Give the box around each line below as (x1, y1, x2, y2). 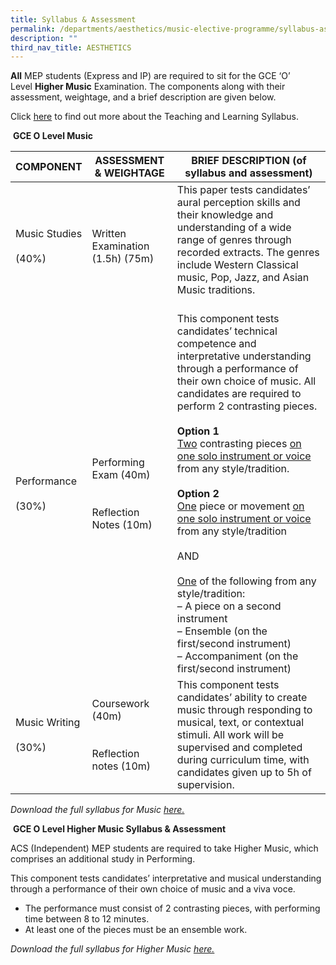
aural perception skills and (176, 196, 301, 210)
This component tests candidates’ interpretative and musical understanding (10, 872, 322, 885)
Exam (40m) (91, 468, 151, 482)
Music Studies (15, 227, 83, 241)
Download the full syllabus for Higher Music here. (10, 943, 215, 955)
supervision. (176, 778, 235, 792)
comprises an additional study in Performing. (10, 853, 196, 865)
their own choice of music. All (176, 374, 317, 388)
